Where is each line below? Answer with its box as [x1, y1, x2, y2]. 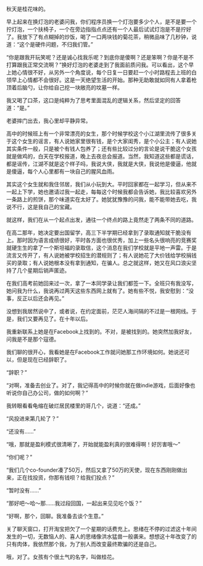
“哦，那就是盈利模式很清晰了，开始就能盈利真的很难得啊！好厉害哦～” [6, 441, 181, 447]
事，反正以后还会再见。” [6, 295, 65, 302]
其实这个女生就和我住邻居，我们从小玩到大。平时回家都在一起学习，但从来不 [6, 181, 197, 187]
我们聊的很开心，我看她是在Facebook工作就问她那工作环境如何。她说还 [6, 348, 184, 356]
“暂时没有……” [6, 487, 41, 494]
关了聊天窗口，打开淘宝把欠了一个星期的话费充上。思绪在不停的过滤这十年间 [6, 525, 197, 532]
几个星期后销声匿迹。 [16, 267, 70, 274]
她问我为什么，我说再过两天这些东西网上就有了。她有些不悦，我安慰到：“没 [6, 287, 195, 294]
